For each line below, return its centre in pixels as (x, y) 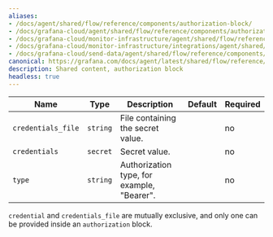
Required (243, 104)
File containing (148, 117)
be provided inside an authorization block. (80, 224)
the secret (140, 128)
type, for (136, 174)
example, (138, 185)
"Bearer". (138, 195)
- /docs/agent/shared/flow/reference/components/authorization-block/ (130, 24)
